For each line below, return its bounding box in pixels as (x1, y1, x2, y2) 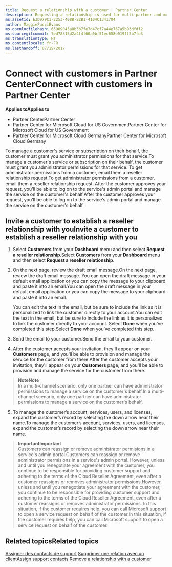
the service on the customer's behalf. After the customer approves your (5, 191, 155, 197)
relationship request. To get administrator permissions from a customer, (5, 175, 155, 181)
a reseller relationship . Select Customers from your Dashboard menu (12, 252, 160, 258)
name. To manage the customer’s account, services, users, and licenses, (12, 420, 165, 426)
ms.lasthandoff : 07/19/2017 (5, 46, 66, 51)
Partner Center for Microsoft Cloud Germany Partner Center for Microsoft (12, 132, 166, 139)
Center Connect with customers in (5, 78, 153, 90)
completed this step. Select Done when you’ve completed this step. (12, 326, 155, 332)
